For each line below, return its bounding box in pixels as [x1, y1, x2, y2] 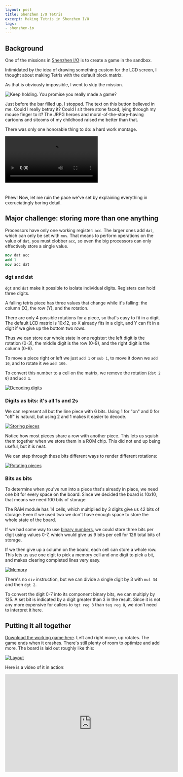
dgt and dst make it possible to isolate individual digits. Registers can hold [5, 285, 155, 291]
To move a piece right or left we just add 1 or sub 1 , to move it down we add [5, 355, 158, 361]
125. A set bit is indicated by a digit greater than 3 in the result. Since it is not [5, 597, 161, 602]
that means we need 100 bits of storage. [5, 497, 87, 503]
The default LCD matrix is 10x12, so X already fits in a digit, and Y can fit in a [5, 320, 160, 326]
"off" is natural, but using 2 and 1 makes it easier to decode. [5, 414, 127, 419]
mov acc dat [5, 262, 30, 267]
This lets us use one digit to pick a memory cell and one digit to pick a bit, [5, 552, 154, 558]
